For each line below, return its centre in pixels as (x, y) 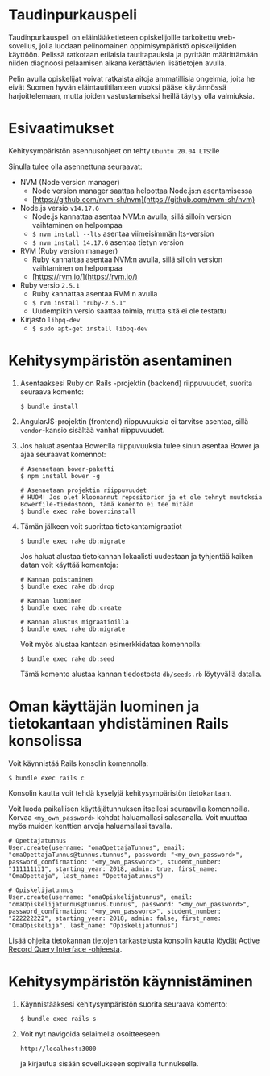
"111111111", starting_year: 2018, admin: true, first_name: (113, 869)
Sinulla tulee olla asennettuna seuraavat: (75, 166)
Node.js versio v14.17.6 (59, 208)
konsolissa (45, 741)
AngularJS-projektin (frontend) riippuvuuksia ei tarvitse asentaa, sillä (134, 421)
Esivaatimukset (61, 129)
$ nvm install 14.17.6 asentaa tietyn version (108, 242)
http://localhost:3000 (58, 1049)
